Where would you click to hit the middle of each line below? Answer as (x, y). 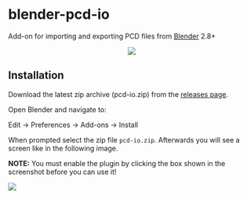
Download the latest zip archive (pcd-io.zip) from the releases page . (118, 94)
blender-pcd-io (59, 14)
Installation (36, 76)
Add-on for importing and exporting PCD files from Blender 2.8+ (112, 36)
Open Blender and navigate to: (58, 109)
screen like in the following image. (63, 148)
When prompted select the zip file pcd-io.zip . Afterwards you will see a (124, 139)
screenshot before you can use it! (62, 172)
